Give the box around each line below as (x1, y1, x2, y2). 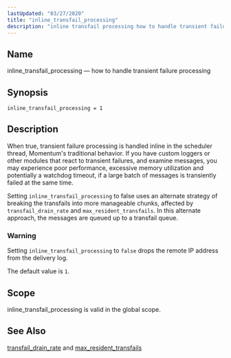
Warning (7, 231, 36, 240)
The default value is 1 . (7, 267, 70, 275)
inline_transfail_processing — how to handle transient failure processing (7, 67, 211, 75)
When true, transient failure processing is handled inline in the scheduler (7, 142, 213, 150)
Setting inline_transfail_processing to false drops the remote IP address (7, 246, 219, 255)
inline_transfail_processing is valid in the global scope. (7, 305, 162, 313)
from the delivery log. (7, 254, 68, 262)
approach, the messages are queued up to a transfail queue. (7, 213, 179, 222)
